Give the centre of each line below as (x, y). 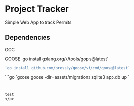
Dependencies (28, 38)
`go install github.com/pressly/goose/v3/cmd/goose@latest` (68, 68)
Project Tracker (37, 9)
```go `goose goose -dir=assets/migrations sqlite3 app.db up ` (67, 77)
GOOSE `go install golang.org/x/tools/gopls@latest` (57, 59)
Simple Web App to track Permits (38, 22)
